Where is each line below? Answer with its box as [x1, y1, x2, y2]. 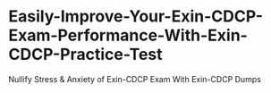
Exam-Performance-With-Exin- [8, 25, 248, 46]
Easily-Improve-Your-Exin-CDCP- [8, 6, 264, 27]
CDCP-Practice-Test [8, 45, 163, 64]
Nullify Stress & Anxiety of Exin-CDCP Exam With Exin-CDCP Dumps [8, 73, 261, 84]
